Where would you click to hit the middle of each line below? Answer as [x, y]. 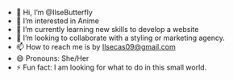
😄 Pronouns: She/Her [52, 58]
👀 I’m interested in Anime [57, 21]
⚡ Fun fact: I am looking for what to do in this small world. [111, 67]
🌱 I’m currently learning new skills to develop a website [107, 29]
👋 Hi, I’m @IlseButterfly [54, 12]
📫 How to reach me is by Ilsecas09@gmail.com [96, 47]
